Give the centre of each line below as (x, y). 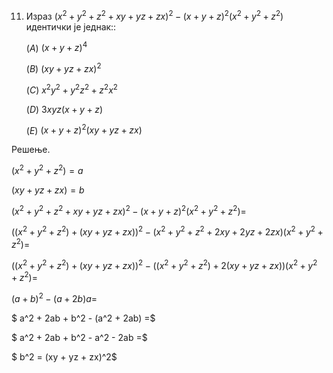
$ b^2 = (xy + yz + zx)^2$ (64, 356)
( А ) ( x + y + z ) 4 (56, 47)
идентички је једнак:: (71, 26)
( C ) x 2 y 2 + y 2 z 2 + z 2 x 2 (71, 89)
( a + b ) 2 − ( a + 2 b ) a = (54, 297)
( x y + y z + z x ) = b (48, 190)
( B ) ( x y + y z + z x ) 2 (63, 67)
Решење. (31, 150)
